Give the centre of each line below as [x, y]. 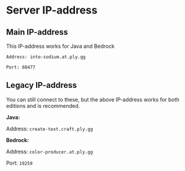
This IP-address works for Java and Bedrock [60, 46]
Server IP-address [52, 10]
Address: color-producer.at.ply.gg [50, 152]
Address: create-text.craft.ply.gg [50, 129]
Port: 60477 [21, 67]
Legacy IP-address [42, 85]
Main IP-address [37, 32]
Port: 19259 [20, 163]
